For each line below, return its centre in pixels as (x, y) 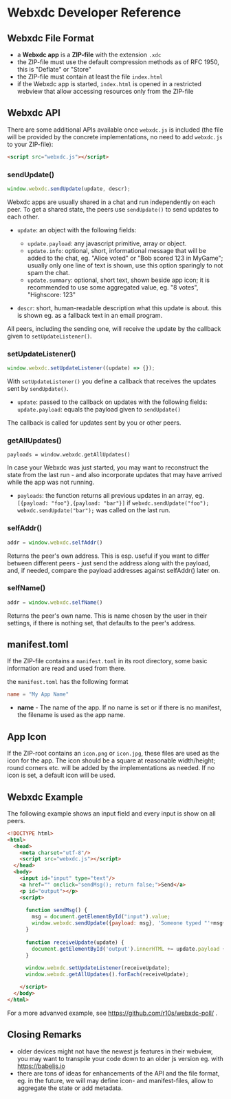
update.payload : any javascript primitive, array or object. (107, 243)
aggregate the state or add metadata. (70, 1088)
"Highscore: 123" (52, 294)
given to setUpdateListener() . (49, 336)
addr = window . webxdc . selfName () (55, 602)
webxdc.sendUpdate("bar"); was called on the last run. (93, 510)
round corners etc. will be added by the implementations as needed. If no (111, 768)
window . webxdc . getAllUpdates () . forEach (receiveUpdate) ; (107, 975)
